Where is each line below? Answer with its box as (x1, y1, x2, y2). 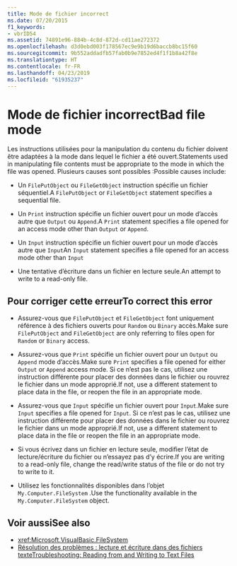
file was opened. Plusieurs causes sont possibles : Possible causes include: (7, 167, 226, 176)
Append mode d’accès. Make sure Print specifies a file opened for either (17, 358, 226, 366)
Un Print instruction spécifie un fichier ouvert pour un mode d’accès (17, 210, 218, 218)
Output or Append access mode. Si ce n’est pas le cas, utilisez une (17, 365, 208, 374)
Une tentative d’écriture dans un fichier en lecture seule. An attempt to (17, 267, 221, 276)
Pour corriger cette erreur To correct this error (7, 295, 213, 307)
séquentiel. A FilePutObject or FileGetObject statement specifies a (17, 189, 212, 197)
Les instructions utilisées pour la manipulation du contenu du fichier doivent (7, 145, 229, 153)
